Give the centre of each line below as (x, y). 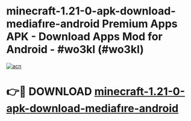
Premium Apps (140, 24)
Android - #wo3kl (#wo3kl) (75, 50)
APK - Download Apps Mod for (84, 37)
